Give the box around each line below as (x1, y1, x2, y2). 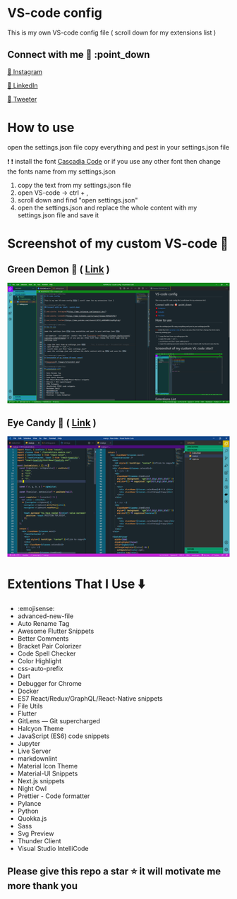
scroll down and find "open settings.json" (17, 195, 138, 204)
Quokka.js (17, 814, 47, 823)
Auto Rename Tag (17, 619, 70, 627)
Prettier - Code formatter (17, 792, 90, 800)
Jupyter (17, 739, 41, 747)
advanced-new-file (17, 612, 74, 620)
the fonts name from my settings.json (7, 167, 116, 176)
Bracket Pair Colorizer (17, 641, 82, 650)
